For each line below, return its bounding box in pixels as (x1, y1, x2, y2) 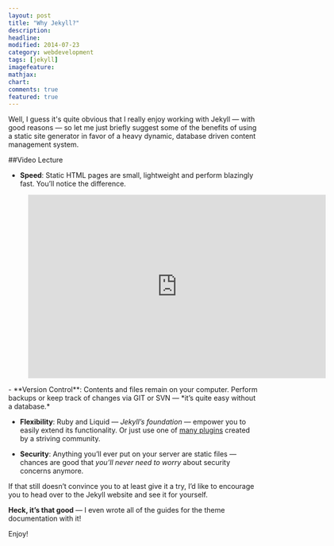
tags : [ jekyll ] (8, 56, 59, 64)
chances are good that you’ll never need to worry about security (19, 458, 231, 467)
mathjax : (8, 71, 37, 79)
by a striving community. (19, 434, 101, 444)
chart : (8, 78, 30, 86)
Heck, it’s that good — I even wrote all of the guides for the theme (8, 506, 225, 515)
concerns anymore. (19, 466, 84, 476)
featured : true (8, 93, 59, 101)
